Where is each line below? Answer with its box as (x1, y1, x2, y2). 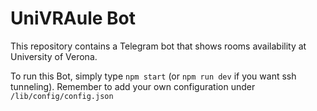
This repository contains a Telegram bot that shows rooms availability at (10, 40, 307, 52)
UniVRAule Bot (10, 7, 136, 30)
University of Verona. (10, 50, 98, 62)
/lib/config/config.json (10, 91, 114, 101)
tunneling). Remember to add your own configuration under (10, 80, 256, 92)
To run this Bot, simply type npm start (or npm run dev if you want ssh (10, 70, 297, 82)
